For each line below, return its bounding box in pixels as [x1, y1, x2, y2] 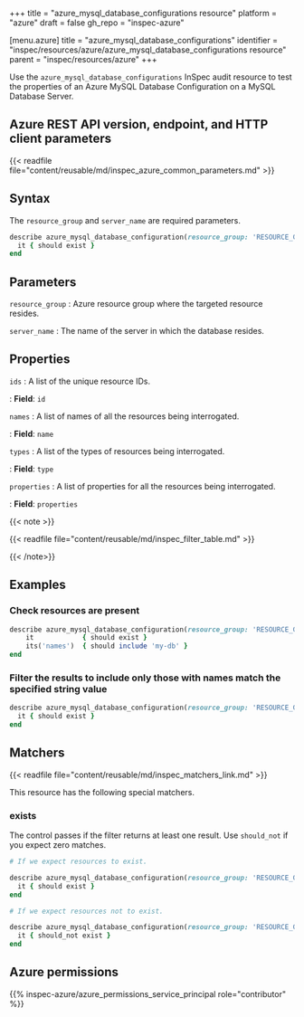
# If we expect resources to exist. [9, 857, 147, 867]
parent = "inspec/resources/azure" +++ [9, 54, 158, 64]
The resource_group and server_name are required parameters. [9, 214, 242, 225]
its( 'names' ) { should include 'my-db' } [25, 642, 188, 651]
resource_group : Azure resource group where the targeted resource [9, 299, 264, 309]
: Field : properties [9, 498, 79, 509]
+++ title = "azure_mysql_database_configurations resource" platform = [9, 8, 278, 18]
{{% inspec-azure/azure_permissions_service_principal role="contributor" [9, 988, 287, 999]
